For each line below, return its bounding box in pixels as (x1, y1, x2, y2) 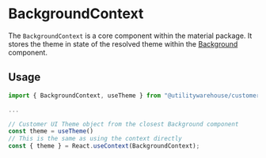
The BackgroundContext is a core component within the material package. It (8, 31, 253, 40)
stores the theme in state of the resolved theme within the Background (8, 39, 238, 48)
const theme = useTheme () (8, 127, 93, 135)
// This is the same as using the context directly (8, 135, 182, 143)
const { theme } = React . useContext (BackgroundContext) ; (8, 142, 200, 150)
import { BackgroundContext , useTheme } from (8, 92, 161, 100)
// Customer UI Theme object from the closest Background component (8, 120, 239, 128)
